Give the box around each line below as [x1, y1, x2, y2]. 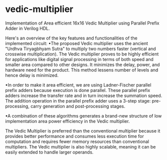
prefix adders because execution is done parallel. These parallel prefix [5, 87, 150, 93]
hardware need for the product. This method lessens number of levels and [5, 66, 158, 73]
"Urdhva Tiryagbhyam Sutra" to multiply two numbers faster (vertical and [5, 45, 156, 51]
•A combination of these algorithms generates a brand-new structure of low [5, 112, 162, 118]
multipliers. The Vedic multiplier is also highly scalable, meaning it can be [5, 143, 156, 149]
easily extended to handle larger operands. [5, 149, 94, 155]
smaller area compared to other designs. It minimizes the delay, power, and [5, 61, 160, 67]
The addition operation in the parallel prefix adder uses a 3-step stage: [5, 97, 151, 103]
